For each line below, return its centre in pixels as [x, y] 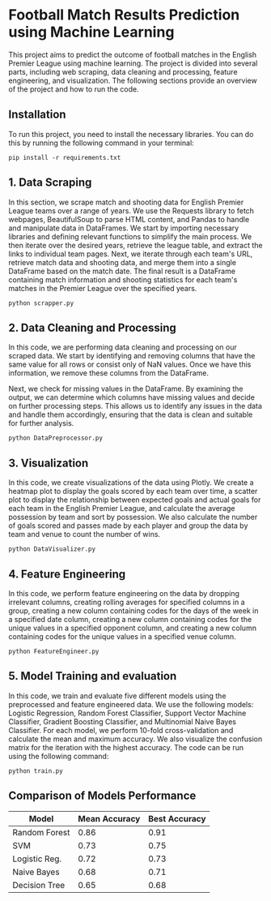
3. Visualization [49, 463]
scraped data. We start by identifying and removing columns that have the [132, 356]
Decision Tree [39, 885]
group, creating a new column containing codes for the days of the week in [133, 611]
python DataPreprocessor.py [56, 438]
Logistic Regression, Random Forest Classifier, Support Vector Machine [127, 713]
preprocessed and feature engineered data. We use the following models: [131, 704]
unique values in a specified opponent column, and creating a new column [133, 628]
